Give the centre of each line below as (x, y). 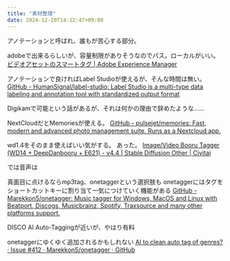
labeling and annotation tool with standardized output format (94, 93)
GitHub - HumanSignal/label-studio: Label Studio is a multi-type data (105, 87)
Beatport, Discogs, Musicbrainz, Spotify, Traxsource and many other (105, 206)
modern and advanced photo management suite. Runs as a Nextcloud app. (114, 130)
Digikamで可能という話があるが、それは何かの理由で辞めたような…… (106, 108)
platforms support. (34, 213)
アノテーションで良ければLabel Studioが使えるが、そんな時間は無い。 (106, 79)
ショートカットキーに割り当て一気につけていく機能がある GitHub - (102, 190)
